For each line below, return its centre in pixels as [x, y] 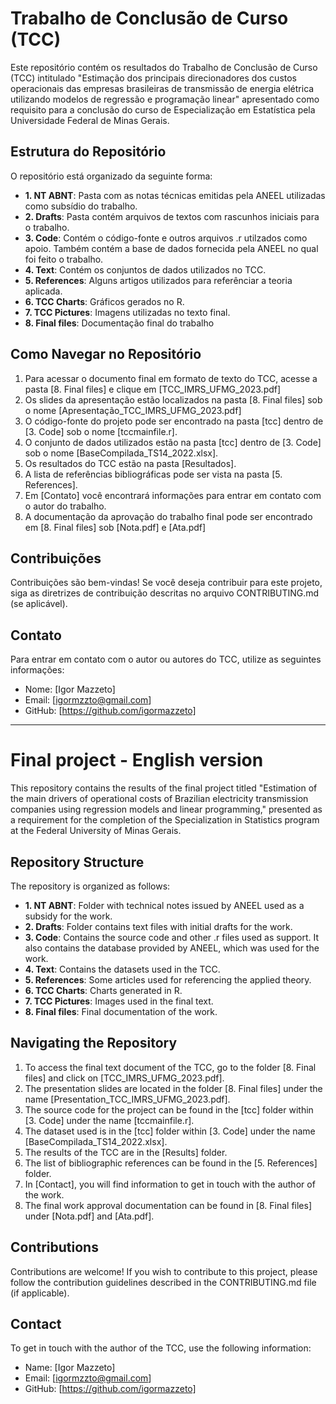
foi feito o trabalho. [64, 259]
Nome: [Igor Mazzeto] [70, 689]
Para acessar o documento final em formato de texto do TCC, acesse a [171, 378]
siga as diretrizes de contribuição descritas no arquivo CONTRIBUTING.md [165, 593]
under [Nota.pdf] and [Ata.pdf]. [89, 1216]
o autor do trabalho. [65, 506]
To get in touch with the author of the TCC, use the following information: [161, 1348]
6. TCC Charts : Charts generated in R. [103, 990]
